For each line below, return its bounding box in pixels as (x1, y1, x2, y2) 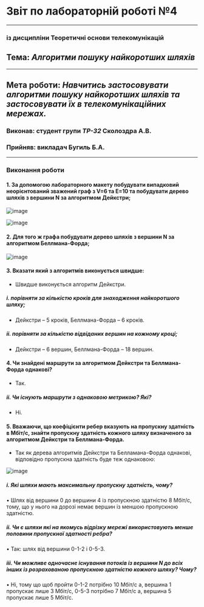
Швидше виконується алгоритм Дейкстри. (15, 280, 126, 288)
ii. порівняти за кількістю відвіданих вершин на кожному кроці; (6, 330, 178, 338)
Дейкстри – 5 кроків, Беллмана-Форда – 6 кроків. (15, 316, 144, 324)
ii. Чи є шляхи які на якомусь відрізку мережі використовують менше (6, 523, 194, 530)
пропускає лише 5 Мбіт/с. (6, 594, 73, 602)
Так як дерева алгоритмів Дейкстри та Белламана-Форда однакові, (15, 449, 192, 457)
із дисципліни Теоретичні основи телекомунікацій (6, 33, 165, 42)
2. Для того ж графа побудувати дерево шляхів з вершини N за (6, 233, 175, 240)
